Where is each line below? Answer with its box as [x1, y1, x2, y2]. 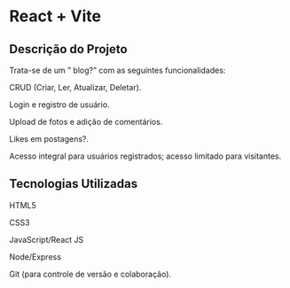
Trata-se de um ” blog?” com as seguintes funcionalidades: [9, 65, 226, 75]
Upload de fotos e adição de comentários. [9, 117, 163, 127]
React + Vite [9, 6, 102, 27]
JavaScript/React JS [9, 234, 84, 245]
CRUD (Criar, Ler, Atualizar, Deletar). [9, 82, 142, 92]
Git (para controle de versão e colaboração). [9, 269, 171, 279]
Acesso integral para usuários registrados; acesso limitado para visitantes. [9, 151, 282, 161]
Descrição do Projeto [9, 42, 128, 57]
